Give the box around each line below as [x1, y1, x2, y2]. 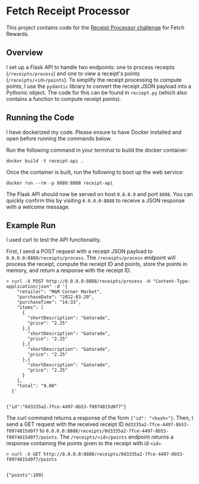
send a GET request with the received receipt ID [6, 421, 124, 428]
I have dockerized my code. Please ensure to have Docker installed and [6, 128, 182, 136]
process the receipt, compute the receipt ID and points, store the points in [6, 261, 188, 268]
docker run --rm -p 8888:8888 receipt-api [6, 180, 113, 186]
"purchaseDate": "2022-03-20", [17, 294, 95, 300]
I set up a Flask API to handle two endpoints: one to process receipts [6, 63, 175, 71]
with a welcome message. [6, 203, 70, 210]
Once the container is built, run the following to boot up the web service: [6, 169, 184, 176]
